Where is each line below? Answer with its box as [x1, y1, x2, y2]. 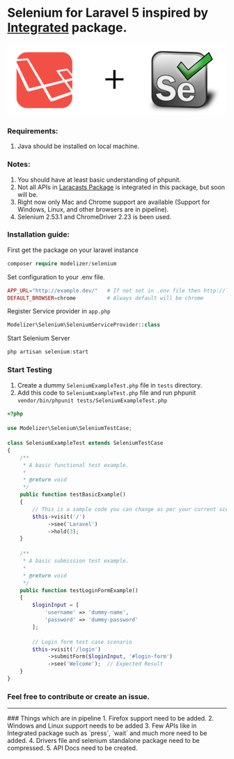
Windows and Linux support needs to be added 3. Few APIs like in [7, 721, 197, 730]
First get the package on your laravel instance [7, 246, 139, 254]
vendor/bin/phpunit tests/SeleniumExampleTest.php [17, 397, 168, 404]
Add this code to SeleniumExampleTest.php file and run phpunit [17, 388, 196, 397]
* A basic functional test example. [22, 462, 130, 469]
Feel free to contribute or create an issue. [7, 691, 150, 701]
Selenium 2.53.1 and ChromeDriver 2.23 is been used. [17, 212, 172, 221]
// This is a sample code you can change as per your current [32, 506, 217, 513]
